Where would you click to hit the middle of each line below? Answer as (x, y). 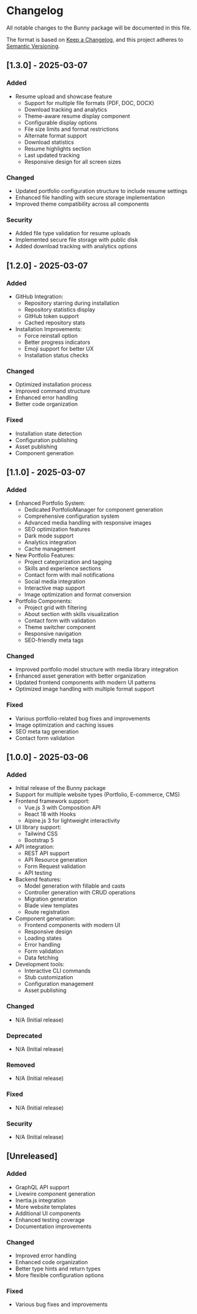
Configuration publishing (46, 440)
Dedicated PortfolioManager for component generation (94, 510)
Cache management (50, 549)
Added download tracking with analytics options (76, 246)
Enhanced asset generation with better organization (80, 676)
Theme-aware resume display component (77, 116)
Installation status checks (56, 355)
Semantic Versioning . (33, 46)
